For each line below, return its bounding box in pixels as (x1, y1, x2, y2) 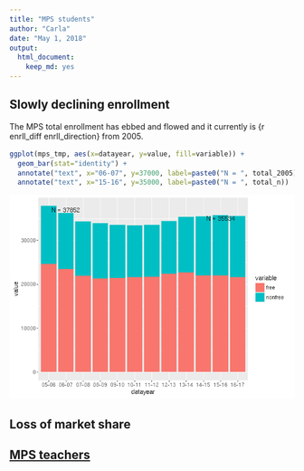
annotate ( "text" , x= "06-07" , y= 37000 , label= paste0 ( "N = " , (17, 168, 249, 178)
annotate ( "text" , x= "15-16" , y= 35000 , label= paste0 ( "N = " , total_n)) (17, 178, 290, 187)
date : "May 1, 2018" (9, 34, 88, 43)
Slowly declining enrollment (9, 97, 170, 112)
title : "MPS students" (9, 14, 95, 24)
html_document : (17, 53, 75, 62)
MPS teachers (9, 447, 90, 463)
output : (9, 43, 39, 53)
